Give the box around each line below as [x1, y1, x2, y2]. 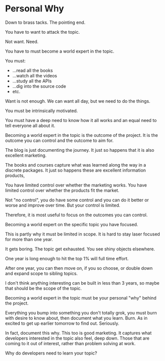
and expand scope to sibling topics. [5, 270, 78, 276]
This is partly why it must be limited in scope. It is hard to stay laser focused [5, 231, 160, 237]
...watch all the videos [12, 72, 57, 78]
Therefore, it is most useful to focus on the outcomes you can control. [5, 212, 148, 218]
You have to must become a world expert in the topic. [5, 48, 114, 54]
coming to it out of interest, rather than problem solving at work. [5, 340, 136, 346]
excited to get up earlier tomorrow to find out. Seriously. [5, 320, 119, 326]
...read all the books [12, 67, 53, 73]
